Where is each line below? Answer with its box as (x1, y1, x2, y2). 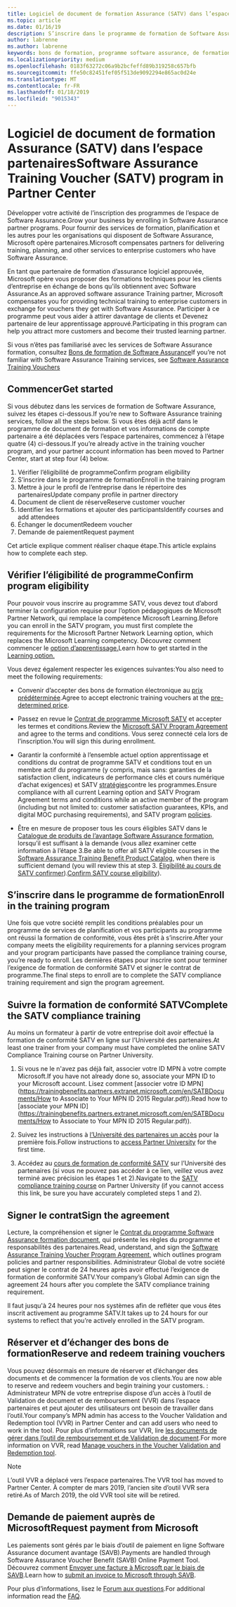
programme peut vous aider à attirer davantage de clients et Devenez (7, 312, 209, 320)
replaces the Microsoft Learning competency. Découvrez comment (7, 636, 202, 644)
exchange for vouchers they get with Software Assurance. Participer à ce (7, 304, 220, 313)
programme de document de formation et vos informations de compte (7, 424, 210, 433)
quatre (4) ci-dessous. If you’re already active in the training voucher (7, 439, 205, 447)
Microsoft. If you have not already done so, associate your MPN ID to (17, 1072, 216, 1080)
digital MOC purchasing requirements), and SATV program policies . (17, 810, 213, 819)
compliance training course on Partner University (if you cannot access (17, 1182, 224, 1190)
